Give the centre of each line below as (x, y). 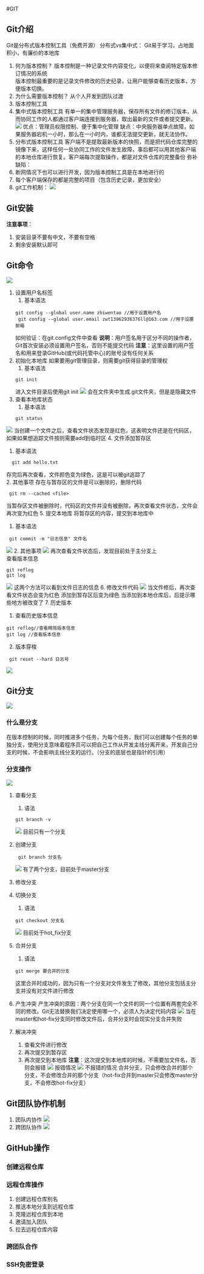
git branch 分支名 (40, 857)
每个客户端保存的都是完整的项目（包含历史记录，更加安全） (90, 179)
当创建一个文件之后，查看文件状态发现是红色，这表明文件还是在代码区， (104, 430)
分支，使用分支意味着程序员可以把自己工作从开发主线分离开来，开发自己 (102, 745)
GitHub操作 (28, 1148)
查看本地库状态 (34, 399)
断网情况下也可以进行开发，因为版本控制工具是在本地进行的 (90, 172)
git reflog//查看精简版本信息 (41, 628)
